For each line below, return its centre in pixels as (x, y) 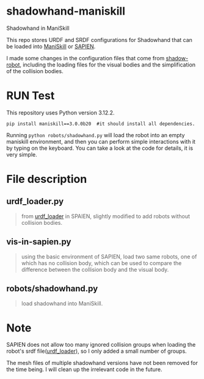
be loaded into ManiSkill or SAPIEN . (51, 46)
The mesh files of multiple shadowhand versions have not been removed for (102, 363)
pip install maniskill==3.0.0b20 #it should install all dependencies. (101, 124)
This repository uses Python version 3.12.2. (60, 112)
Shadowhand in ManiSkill (38, 28)
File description (47, 179)
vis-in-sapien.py (39, 242)
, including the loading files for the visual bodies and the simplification (107, 65)
